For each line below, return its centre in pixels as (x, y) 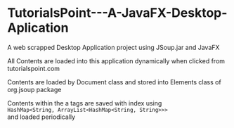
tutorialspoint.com (34, 68)
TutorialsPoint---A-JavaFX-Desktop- (117, 13)
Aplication (38, 28)
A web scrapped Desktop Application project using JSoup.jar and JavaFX (113, 47)
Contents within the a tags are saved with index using (85, 103)
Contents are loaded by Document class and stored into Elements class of (114, 82)
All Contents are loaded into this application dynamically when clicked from (116, 60)
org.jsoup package (34, 89)
